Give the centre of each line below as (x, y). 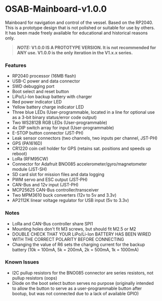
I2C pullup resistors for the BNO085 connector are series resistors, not (83, 273)
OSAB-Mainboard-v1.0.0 (56, 9)
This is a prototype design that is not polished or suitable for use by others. (80, 27)
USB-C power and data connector (46, 81)
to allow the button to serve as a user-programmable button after (77, 288)
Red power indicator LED (37, 102)
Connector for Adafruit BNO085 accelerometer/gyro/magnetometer (79, 164)
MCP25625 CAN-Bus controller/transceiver (55, 190)
